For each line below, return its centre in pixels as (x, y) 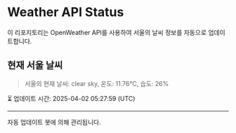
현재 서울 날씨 (35, 65)
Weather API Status (66, 12)
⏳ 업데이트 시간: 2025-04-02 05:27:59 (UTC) (71, 98)
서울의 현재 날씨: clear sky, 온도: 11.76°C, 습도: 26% (97, 83)
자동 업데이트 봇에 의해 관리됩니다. (54, 122)
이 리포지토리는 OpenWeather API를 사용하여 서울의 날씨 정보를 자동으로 (107, 32)
